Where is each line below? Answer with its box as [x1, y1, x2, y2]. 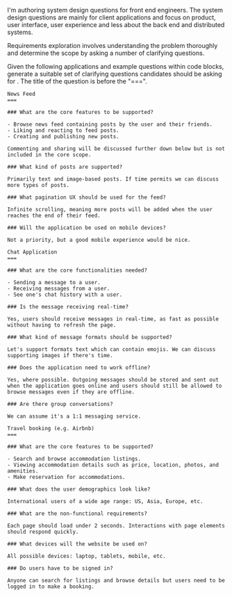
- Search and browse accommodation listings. [7, 455, 141, 462]
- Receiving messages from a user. [7, 285, 110, 292]
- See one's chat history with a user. [7, 291, 123, 298]
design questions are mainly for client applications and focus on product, [7, 13, 217, 22]
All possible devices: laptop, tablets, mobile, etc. [7, 553, 167, 559]
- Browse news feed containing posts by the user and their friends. [7, 121, 213, 128]
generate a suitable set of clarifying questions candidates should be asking [7, 69, 222, 78]
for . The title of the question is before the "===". [7, 77, 147, 85]
